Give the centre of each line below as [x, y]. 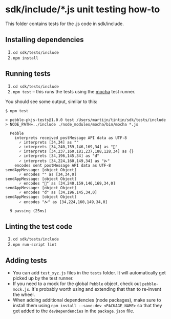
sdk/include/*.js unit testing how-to [83, 9]
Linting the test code [39, 226]
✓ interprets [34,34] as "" [49, 142]
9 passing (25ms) [28, 211]
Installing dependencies [45, 40]
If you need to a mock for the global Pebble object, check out [77, 284]
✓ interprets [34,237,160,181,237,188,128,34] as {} [76, 151]
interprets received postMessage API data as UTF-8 [71, 138]
